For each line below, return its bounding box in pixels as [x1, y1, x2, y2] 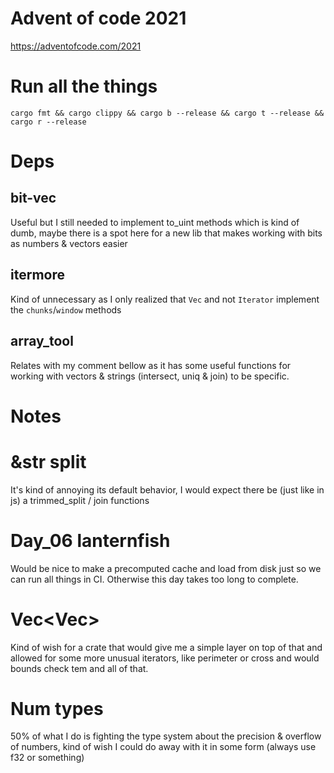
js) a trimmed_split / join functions [10, 494, 150, 506]
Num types [10, 697, 104, 720]
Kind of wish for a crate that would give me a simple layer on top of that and [10, 641, 323, 653]
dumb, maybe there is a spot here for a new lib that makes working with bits [10, 227, 323, 239]
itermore [10, 267, 65, 284]
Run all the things [10, 75, 158, 98]
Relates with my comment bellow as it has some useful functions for [10, 359, 292, 371]
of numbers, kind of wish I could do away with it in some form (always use [10, 741, 317, 753]
